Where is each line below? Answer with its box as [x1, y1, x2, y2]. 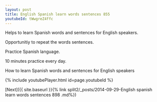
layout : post [5, 7, 32, 12]
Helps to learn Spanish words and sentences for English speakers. [5, 30, 138, 36]
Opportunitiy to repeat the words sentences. [5, 39, 94, 45]
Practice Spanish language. [5, 49, 60, 54]
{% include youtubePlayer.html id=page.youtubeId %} [5, 77, 114, 83]
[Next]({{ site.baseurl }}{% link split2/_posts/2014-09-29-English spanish [5, 87, 153, 93]
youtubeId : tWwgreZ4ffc [5, 16, 54, 21]
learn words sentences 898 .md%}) [5, 92, 77, 98]
